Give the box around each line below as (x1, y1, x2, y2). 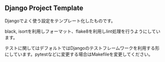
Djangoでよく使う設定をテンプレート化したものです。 (5, 17, 116, 24)
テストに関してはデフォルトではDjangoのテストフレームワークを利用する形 (5, 45, 160, 51)
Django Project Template (5, 4, 84, 12)
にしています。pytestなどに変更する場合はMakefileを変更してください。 (5, 51, 153, 57)
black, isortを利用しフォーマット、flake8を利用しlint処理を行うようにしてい (5, 28, 161, 34)
